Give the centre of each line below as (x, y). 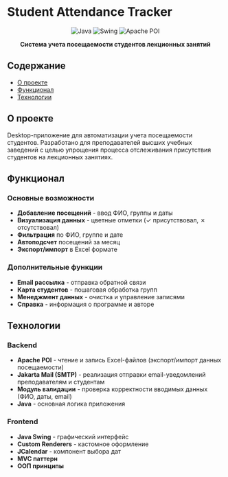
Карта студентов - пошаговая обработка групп (87, 290)
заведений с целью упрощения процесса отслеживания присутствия (109, 150)
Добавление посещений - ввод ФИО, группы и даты (95, 213)
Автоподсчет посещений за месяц (68, 242)
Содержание (37, 66)
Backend (22, 345)
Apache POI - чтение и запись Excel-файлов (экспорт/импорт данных (119, 360)
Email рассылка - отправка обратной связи (81, 282)
